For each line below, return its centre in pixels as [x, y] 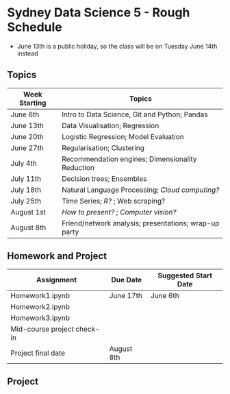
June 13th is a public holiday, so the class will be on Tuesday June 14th [117, 46]
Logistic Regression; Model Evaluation [123, 136]
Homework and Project [57, 256]
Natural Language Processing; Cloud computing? [140, 190]
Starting [33, 103]
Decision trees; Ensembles [104, 178]
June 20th [27, 136]
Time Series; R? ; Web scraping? [113, 201]
